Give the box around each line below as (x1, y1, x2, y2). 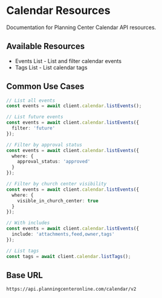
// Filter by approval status (6, 142, 83, 148)
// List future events (6, 114, 63, 120)
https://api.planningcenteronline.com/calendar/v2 (6, 286, 137, 293)
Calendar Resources (6, 4, 111, 18)
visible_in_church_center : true (17, 197, 99, 204)
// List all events (6, 98, 56, 104)
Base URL (6, 270, 44, 280)
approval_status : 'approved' (17, 159, 91, 165)
